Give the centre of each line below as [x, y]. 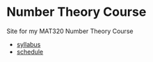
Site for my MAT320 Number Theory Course [70, 31]
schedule [30, 52]
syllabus [29, 44]
